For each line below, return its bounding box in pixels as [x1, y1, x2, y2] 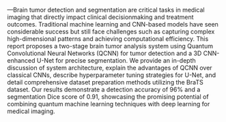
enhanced [7, 57, 36, 64]
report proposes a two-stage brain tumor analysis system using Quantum [7, 42, 214, 50]
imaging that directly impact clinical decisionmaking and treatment [7, 13, 194, 21]
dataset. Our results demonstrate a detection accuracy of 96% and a [7, 85, 201, 93]
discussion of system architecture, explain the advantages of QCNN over [7, 64, 213, 72]
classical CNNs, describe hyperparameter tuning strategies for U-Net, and [7, 71, 216, 79]
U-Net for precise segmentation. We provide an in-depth [36, 57, 196, 64]
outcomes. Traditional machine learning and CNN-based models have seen [7, 20, 218, 28]
